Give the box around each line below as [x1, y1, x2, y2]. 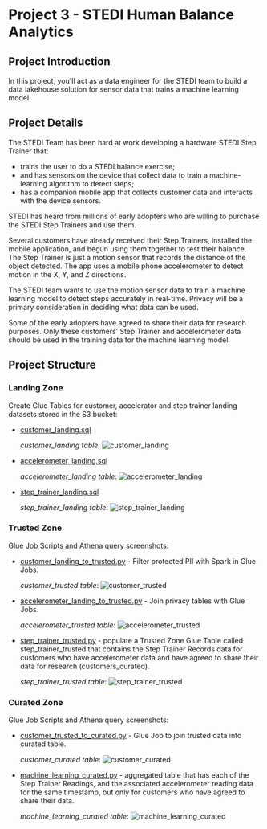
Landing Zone [8, 382, 63, 394]
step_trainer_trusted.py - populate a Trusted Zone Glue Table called [19, 635, 244, 645]
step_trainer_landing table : [19, 502, 108, 512]
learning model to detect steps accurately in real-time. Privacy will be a [8, 293, 243, 303]
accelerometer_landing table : [19, 472, 118, 481]
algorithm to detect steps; [49, 178, 135, 188]
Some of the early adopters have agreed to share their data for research [8, 317, 247, 327]
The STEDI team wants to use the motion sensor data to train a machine [8, 285, 246, 295]
